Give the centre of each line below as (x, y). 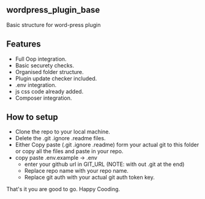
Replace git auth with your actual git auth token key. (89, 178)
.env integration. (36, 84)
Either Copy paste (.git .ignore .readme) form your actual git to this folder (107, 145)
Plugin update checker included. (56, 78)
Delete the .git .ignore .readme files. (60, 138)
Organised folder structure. (49, 72)
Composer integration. (43, 98)
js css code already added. (49, 91)
